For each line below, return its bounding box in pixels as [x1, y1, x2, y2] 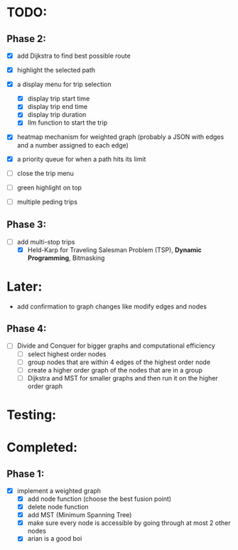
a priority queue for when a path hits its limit [16, 155, 146, 163]
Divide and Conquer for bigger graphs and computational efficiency [16, 341, 216, 350]
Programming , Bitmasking [27, 254, 105, 262]
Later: [6, 279, 43, 294]
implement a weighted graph [16, 486, 101, 495]
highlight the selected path [16, 66, 96, 75]
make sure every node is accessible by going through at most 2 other [27, 519, 231, 527]
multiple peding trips [16, 197, 77, 206]
